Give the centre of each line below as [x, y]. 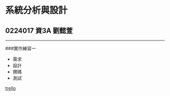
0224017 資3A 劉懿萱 [39, 31]
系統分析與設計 [36, 10]
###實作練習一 [21, 48]
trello [11, 88]
